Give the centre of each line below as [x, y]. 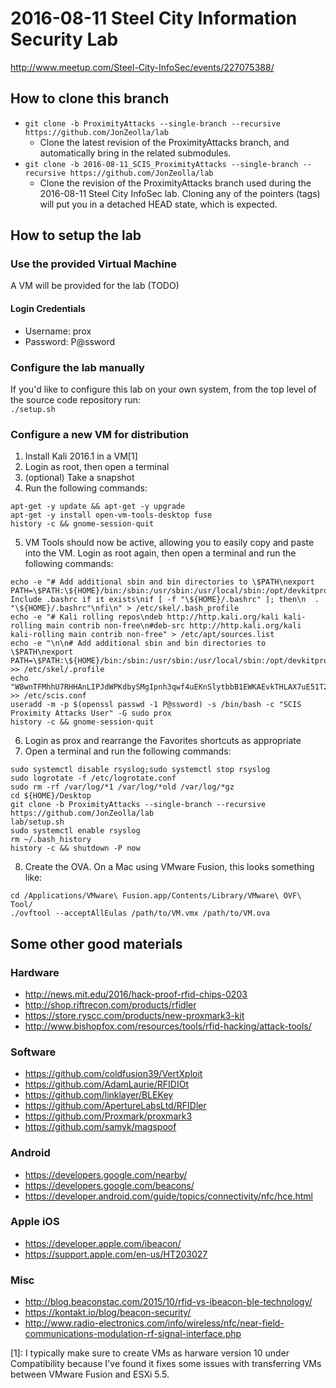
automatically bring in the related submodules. [135, 153]
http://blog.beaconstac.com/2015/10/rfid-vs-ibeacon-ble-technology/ [168, 1302]
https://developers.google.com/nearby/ [106, 1174]
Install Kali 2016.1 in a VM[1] [81, 456]
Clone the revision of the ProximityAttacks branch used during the [175, 183]
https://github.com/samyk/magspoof [100, 1127]
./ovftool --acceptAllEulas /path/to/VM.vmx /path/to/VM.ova [140, 913]
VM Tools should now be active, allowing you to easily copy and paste [169, 543]
